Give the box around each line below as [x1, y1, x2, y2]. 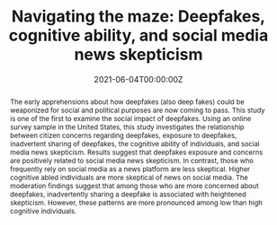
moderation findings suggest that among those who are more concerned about [9, 181, 259, 190]
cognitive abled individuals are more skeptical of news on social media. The [9, 172, 248, 182]
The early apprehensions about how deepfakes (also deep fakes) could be [9, 97, 246, 107]
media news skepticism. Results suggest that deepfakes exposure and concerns [9, 147, 264, 157]
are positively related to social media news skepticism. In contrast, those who [9, 155, 255, 165]
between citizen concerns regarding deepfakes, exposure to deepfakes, [9, 130, 237, 140]
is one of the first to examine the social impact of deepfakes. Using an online [9, 114, 252, 123]
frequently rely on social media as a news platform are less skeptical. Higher [9, 164, 251, 174]
